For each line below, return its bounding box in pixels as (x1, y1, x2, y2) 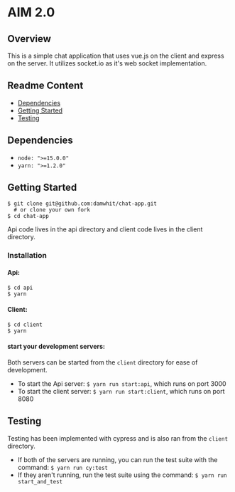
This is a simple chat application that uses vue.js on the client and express (7, 51, 225, 60)
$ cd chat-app (7, 213, 50, 220)
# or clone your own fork (13, 206, 91, 214)
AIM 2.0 (7, 4, 55, 21)
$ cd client (7, 321, 43, 328)
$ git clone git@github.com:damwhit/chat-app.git (7, 200, 158, 207)
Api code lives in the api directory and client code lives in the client (7, 225, 203, 234)
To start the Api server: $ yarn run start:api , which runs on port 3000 (17, 379, 226, 388)
